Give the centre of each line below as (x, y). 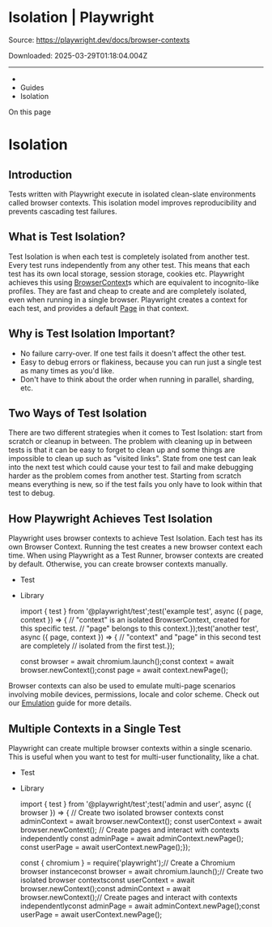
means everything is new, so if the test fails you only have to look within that (136, 485)
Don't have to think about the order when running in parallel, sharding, (137, 379)
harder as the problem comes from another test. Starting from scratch (125, 476)
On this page (30, 112)
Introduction (40, 175)
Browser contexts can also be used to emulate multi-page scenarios (122, 686)
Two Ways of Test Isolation (78, 413)
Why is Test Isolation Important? (92, 334)
